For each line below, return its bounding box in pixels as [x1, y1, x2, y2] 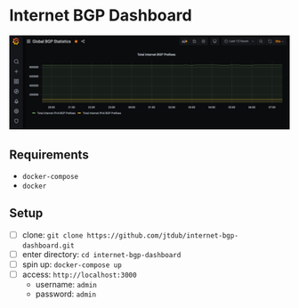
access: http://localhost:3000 [21, 269, 137, 280]
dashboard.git [21, 241, 75, 250]
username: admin [35, 280, 98, 290]
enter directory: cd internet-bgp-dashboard [21, 248, 182, 259]
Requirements [9, 147, 89, 162]
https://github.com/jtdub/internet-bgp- [86, 231, 238, 240]
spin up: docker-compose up [21, 259, 122, 270]
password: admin [35, 288, 96, 299]
